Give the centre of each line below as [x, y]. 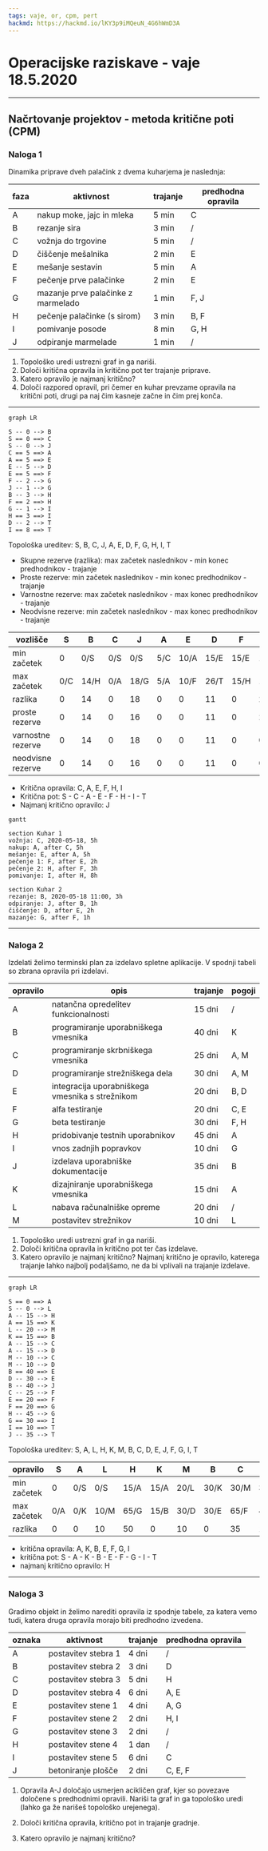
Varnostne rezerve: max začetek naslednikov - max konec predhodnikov [139, 595]
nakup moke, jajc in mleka [85, 215]
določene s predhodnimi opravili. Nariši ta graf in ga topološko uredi [131, 1798]
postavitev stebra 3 [85, 1679]
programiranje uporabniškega [107, 1028]
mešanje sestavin [70, 267]
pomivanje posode [72, 329]
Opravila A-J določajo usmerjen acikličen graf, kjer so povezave [124, 1790]
